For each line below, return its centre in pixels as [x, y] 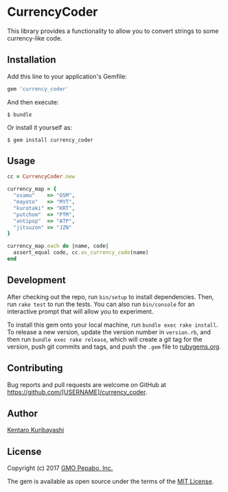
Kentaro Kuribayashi [36, 430]
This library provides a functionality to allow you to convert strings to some [113, 31]
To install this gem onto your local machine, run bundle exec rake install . [113, 325]
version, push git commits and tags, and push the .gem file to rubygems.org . [114, 347]
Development [37, 280]
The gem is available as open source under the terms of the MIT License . [111, 482]
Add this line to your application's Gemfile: [67, 76]
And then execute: [33, 102]
